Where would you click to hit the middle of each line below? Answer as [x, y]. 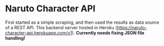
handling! [15, 38]
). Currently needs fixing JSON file [108, 33]
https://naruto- [132, 27]
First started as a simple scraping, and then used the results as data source [82, 22]
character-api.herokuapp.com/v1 [39, 33]
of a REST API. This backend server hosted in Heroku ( [61, 27]
